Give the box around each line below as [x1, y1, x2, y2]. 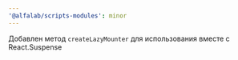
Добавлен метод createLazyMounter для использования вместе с [8, 34, 230, 43]
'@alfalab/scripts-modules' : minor [8, 11, 127, 20]
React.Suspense [8, 42, 63, 52]
